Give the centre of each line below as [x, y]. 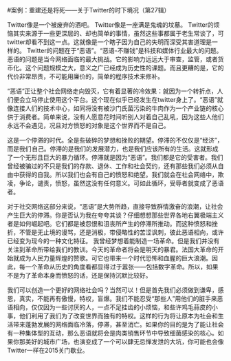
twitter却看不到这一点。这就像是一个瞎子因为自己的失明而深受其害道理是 [110, 42]
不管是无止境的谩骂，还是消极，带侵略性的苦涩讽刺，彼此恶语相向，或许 [121, 232]
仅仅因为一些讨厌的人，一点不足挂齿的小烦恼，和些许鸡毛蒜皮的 [121, 307]
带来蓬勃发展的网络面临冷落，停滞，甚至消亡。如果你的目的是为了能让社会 [118, 324]
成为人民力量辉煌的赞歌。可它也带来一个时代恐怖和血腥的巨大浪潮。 [115, 258]
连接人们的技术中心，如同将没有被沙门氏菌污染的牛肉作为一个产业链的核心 [118, 108]
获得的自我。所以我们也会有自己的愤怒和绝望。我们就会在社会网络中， [118, 175]
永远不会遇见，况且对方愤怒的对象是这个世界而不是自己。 [88, 125]
